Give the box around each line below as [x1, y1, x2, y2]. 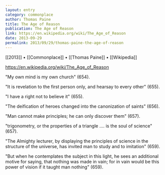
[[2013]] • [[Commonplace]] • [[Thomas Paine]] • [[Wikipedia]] [5, 54, 137, 60]
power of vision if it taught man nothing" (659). [5, 164, 104, 170]
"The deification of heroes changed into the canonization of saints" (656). [5, 103, 160, 109]
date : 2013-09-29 [5, 36, 42, 41]
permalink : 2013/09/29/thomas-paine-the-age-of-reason [5, 40, 124, 46]
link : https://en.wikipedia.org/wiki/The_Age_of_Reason [5, 31, 126, 36]
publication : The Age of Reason [5, 26, 74, 31]
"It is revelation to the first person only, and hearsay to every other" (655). [5, 83, 160, 90]
